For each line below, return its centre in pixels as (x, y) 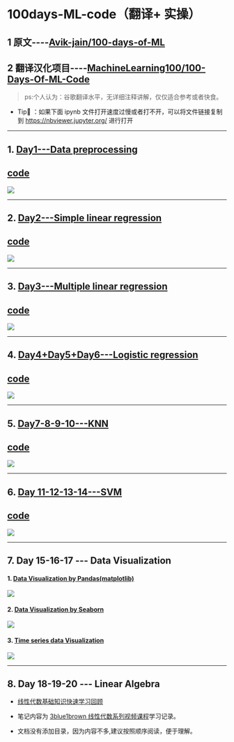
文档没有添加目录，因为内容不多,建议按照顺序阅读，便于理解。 (107, 731)
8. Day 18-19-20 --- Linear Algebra (84, 684)
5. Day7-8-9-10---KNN (58, 424)
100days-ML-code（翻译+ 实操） (104, 14)
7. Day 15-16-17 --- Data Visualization (89, 561)
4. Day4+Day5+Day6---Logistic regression (103, 355)
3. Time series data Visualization (56, 640)
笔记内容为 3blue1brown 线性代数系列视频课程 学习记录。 (98, 716)
